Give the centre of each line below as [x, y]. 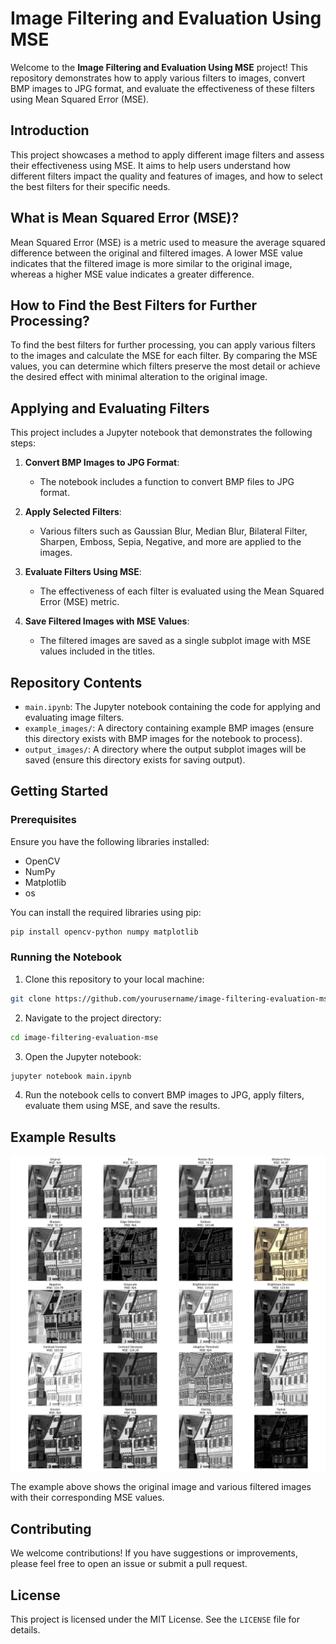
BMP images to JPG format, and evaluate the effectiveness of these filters [162, 88]
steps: [23, 443]
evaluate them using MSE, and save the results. [122, 1106]
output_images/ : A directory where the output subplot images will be [165, 749]
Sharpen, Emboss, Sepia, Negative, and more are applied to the [170, 542]
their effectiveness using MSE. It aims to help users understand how [151, 165]
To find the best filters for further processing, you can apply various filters [163, 345]
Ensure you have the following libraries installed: [110, 841]
